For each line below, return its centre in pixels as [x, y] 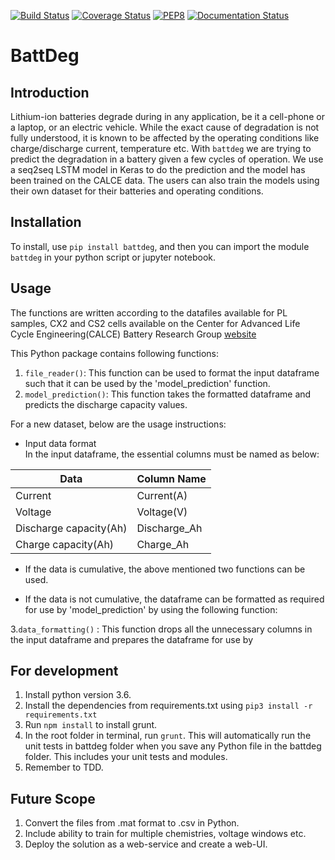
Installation [46, 222]
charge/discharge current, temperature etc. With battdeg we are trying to [161, 148]
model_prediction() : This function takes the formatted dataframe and [168, 394]
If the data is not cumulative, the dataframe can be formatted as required [174, 599]
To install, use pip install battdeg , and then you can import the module [160, 246]
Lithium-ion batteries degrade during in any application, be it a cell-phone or [167, 116]
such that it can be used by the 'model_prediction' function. [147, 383]
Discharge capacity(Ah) [71, 528]
